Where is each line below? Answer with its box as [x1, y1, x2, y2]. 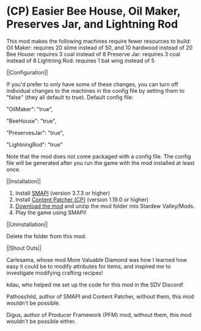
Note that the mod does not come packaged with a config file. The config [6, 153, 191, 160]
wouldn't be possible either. [6, 318, 76, 325]
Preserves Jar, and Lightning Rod [6, 17, 178, 31]
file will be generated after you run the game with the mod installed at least [6, 159, 195, 166]
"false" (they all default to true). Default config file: [6, 93, 134, 101]
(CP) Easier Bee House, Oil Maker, [6, 4, 181, 18]
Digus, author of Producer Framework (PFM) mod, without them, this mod [6, 311, 192, 318]
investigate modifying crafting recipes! [6, 269, 103, 276]
